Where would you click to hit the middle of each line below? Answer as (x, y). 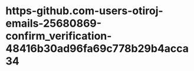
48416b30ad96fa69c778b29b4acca (97, 49)
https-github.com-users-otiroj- (84, 11)
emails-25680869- (53, 23)
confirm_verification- (59, 36)
